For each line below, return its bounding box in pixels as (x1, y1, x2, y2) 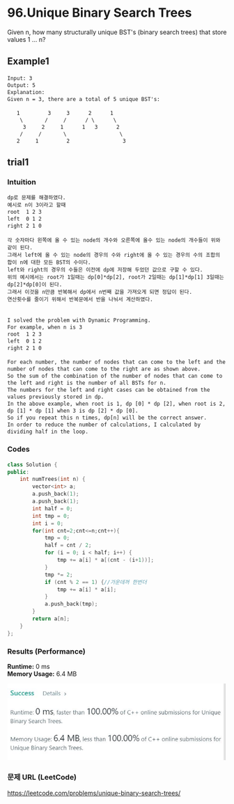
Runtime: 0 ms (7, 663, 50, 671)
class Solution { (7, 461, 58, 468)
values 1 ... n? (7, 35, 46, 43)
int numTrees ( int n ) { (19, 475, 86, 483)
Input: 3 (7, 74, 33, 81)
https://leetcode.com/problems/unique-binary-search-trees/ (7, 789, 181, 797)
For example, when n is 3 (7, 324, 82, 331)
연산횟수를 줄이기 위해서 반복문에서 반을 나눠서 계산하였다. (7, 296, 153, 304)
